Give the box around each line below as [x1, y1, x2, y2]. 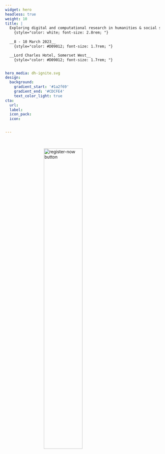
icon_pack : [9, 112, 32, 117]
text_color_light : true [14, 93, 63, 99]
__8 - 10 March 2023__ [9, 39, 56, 44]
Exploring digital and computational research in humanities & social [9, 26, 157, 31]
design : [5, 75, 21, 80]
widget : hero [5, 7, 32, 12]
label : [9, 107, 23, 112]
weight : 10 [5, 16, 27, 21]
